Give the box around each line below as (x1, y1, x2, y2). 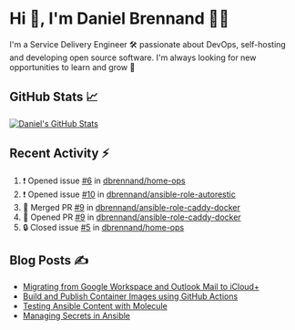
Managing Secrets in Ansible (22, 310, 130, 322)
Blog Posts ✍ (9, 253, 89, 268)
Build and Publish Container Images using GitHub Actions (22, 291, 239, 302)
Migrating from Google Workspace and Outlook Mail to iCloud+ (22, 282, 259, 293)
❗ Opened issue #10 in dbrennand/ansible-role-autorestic (22, 189, 237, 200)
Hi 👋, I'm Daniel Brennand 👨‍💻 (9, 8, 230, 29)
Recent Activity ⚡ (9, 146, 110, 161)
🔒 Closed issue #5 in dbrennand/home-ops (22, 222, 185, 232)
